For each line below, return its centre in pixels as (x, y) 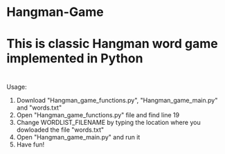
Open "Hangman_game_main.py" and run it (78, 137)
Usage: (17, 87)
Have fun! (30, 144)
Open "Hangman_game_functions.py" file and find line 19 (98, 114)
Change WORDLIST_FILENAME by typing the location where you (109, 122)
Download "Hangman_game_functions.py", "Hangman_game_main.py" (117, 100)
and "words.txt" (39, 108)
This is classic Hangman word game (112, 44)
